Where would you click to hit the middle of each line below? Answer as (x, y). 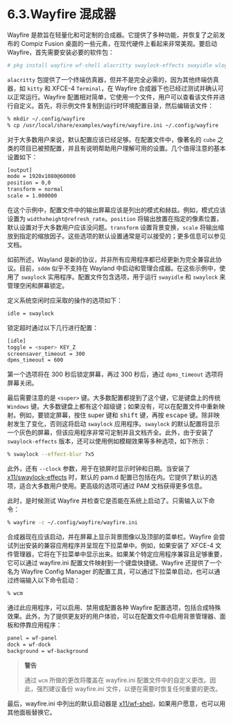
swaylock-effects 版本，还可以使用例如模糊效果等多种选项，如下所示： (109, 441)
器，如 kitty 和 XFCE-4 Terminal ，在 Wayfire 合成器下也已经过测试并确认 (113, 88)
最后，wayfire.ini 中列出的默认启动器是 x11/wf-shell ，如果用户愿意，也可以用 (116, 704)
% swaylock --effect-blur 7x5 (51, 455)
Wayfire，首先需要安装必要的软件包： (61, 52)
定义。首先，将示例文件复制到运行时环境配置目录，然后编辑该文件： (116, 106)
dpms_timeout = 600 (35, 360)
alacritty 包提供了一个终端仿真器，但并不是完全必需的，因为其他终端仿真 (113, 79)
